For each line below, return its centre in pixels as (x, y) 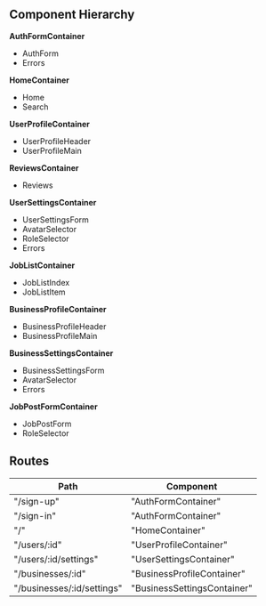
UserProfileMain (52, 150)
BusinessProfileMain (60, 335)
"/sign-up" (36, 501)
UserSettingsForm (55, 219)
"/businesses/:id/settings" (68, 588)
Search (35, 107)
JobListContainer (42, 265)
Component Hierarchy (72, 15)
